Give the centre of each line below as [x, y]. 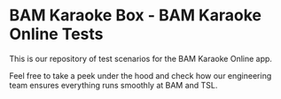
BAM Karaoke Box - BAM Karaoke [135, 15]
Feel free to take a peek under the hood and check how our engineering [140, 75]
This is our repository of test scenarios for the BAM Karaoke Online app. [141, 58]
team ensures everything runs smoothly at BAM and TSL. [113, 85]
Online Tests [56, 34]
